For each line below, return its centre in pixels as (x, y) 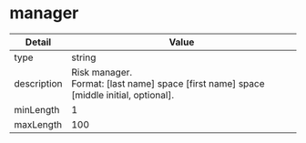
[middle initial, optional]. (123, 95)
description (38, 83)
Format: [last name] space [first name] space (168, 83)
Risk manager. (102, 72)
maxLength (38, 124)
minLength (37, 109)
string (84, 57)
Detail (38, 42)
